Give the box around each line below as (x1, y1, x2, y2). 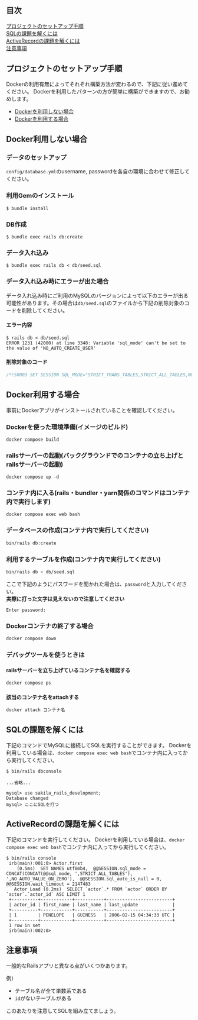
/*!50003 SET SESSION (6, 372, 60, 377)
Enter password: (6, 607, 46, 613)
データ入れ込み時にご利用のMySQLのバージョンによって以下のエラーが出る (6, 292, 189, 299)
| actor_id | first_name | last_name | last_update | (8, 902, 176, 908)
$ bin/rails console (6, 855, 57, 861)
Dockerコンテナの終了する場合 (6, 622, 94, 630)
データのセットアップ (6, 153, 67, 162)
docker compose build (6, 437, 60, 443)
